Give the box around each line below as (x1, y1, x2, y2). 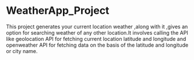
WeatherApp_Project (6, 4, 110, 17)
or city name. (6, 47, 38, 54)
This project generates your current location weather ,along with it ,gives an (6, 23, 188, 30)
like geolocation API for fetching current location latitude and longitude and (6, 35, 186, 42)
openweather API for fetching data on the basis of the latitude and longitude (6, 42, 189, 48)
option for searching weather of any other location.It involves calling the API (6, 29, 188, 36)
